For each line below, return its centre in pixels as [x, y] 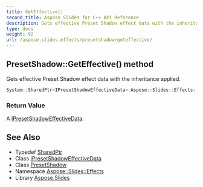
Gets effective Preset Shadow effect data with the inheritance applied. [94, 78]
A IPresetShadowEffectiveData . [45, 118]
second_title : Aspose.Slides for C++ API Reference [72, 17]
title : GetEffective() [35, 12]
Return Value [26, 105]
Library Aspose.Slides [42, 177]
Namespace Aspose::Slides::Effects [60, 171]
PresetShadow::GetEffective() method [80, 64]
